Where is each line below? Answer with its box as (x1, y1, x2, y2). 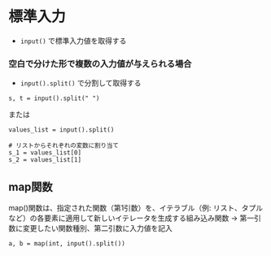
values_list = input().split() (8, 126, 115, 134)
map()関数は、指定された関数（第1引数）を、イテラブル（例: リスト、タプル (8, 203, 264, 213)
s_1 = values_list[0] (8, 149, 82, 157)
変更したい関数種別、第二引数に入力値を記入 (22, 223, 173, 233)
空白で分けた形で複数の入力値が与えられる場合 (8, 58, 192, 69)
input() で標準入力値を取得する (20, 36, 127, 46)
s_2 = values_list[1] (8, 156, 82, 164)
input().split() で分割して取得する (20, 78, 142, 88)
